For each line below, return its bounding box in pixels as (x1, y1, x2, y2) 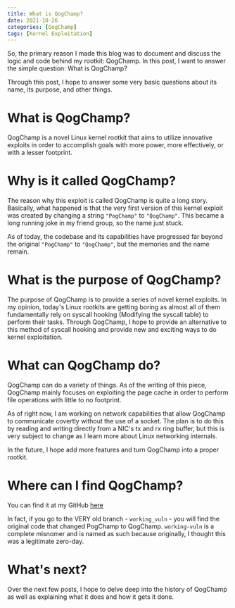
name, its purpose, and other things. (7, 85, 113, 94)
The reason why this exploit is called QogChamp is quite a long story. (7, 197, 208, 205)
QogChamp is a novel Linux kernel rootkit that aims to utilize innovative (7, 133, 212, 142)
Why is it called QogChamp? (7, 173, 176, 189)
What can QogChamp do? (7, 357, 161, 373)
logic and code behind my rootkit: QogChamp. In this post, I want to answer (7, 57, 227, 66)
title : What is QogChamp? (7, 10, 83, 18)
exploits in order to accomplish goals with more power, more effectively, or (7, 141, 224, 149)
